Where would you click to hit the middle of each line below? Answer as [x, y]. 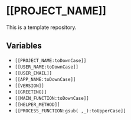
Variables [24, 46]
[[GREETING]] [31, 92]
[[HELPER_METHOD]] [37, 105]
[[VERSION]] [29, 86]
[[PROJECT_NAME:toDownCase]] [50, 60]
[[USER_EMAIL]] [33, 73]
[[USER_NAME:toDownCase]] [46, 67]
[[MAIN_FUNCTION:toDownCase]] [52, 98]
